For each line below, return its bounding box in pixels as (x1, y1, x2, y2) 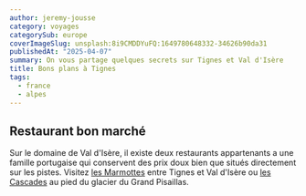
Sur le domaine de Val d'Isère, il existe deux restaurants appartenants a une (9, 148, 294, 159)
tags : (9, 73, 30, 82)
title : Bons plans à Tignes (9, 65, 117, 74)
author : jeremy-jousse (9, 13, 96, 23)
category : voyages (9, 22, 79, 31)
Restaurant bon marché (9, 123, 146, 139)
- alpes (17, 89, 47, 98)
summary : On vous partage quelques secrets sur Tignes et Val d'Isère (9, 56, 284, 65)
